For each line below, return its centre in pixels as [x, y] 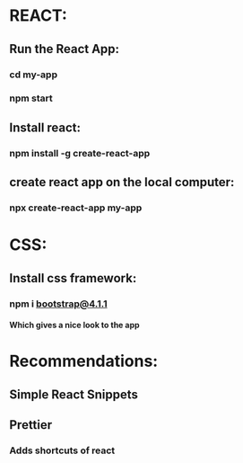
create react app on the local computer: [122, 182]
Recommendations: [84, 361]
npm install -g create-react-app [80, 153]
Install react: [45, 127]
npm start [31, 98]
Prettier [31, 425]
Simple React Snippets [74, 394]
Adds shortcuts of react [62, 450]
